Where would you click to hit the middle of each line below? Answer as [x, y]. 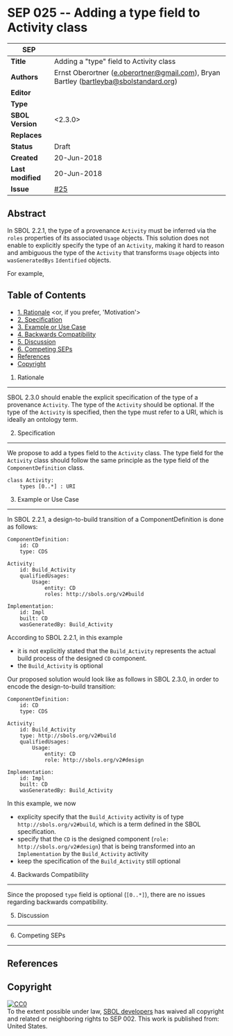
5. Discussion [36, 341]
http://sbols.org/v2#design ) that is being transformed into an [106, 846]
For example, [26, 273]
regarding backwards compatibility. [58, 902]
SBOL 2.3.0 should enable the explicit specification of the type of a [103, 397]
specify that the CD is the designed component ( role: [93, 839]
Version [24, 124]
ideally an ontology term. [43, 419]
